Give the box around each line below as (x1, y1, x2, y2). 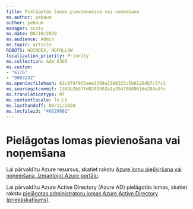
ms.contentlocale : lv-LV (6, 97, 68, 103)
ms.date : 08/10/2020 (6, 31, 58, 37)
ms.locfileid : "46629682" (6, 108, 70, 114)
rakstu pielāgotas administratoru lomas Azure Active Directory (6, 190, 159, 197)
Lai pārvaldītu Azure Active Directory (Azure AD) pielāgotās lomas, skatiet (6, 183, 188, 191)
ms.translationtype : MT (6, 91, 65, 97)
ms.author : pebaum (6, 14, 52, 20)
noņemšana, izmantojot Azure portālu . (6, 172, 100, 179)
